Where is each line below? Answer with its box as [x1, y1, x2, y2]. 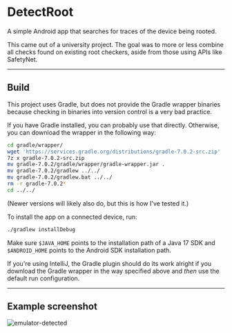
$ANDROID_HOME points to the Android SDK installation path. [7, 246, 171, 254]
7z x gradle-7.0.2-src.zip [7, 154, 85, 161]
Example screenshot [7, 300, 98, 312]
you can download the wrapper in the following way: [7, 128, 157, 136]
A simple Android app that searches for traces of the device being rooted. [7, 27, 217, 35]
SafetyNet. [7, 55, 38, 63]
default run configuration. [7, 274, 80, 282]
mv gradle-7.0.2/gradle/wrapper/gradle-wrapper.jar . [7, 161, 166, 168]
